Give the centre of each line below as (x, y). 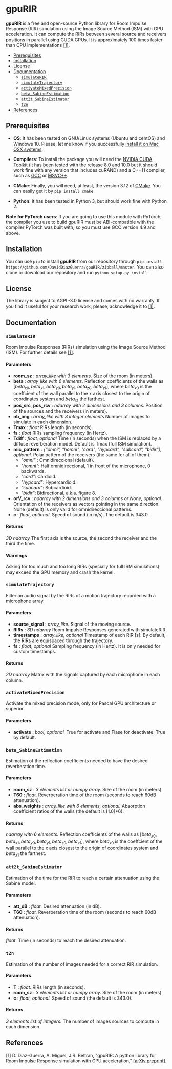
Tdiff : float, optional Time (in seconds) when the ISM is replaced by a (87, 438)
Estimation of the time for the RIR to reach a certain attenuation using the (82, 878)
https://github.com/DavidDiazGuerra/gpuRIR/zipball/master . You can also (85, 267)
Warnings (16, 555)
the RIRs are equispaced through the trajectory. (63, 640)
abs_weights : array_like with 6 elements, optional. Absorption (79, 806)
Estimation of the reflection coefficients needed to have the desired (77, 761)
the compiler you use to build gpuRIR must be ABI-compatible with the (80, 222)
